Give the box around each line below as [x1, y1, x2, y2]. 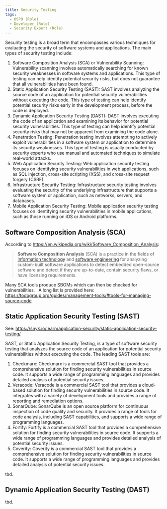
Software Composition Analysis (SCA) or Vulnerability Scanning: [12, 60, 144, 66]
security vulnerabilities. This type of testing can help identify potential [12, 123, 156, 130]
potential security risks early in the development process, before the [12, 102, 153, 108]
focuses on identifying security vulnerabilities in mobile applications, [12, 208, 153, 215]
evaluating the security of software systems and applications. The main [5, 45, 152, 51]
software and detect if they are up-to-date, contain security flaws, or [17, 266, 159, 272]
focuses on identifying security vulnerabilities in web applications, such [12, 166, 159, 172]
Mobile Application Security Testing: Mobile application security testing [12, 203, 159, 209]
